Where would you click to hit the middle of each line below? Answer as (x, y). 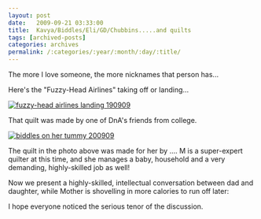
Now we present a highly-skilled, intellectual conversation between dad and (131, 183)
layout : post (29, 15)
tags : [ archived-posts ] (47, 37)
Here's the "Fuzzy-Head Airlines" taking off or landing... (99, 90)
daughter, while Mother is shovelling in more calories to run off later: (119, 191)
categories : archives (44, 45)
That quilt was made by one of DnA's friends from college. (103, 120)
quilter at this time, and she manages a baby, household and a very (117, 159)
